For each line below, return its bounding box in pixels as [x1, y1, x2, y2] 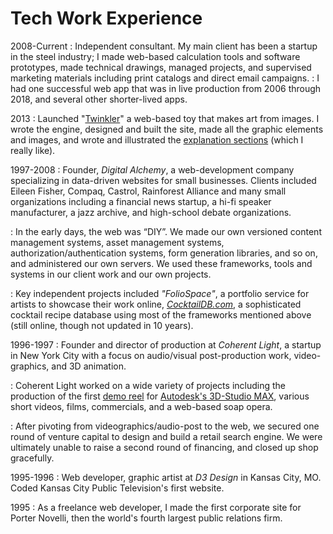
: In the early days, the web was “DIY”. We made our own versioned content [10, 225, 322, 237]
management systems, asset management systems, [10, 236, 225, 248]
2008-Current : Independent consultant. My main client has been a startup [10, 40, 318, 52]
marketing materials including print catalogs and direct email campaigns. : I [10, 72, 320, 84]
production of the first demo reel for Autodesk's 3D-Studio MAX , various [10, 390, 310, 402]
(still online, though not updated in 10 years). [10, 319, 194, 331]
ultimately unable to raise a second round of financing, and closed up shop [10, 441, 319, 453]
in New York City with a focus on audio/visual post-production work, [10, 349, 292, 361]
